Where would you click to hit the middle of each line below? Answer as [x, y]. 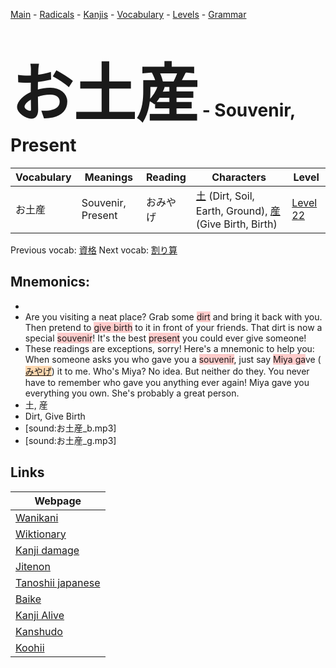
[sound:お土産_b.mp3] [70, 428]
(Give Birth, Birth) [236, 224]
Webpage [58, 501]
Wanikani [37, 517]
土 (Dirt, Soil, [225, 196]
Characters [239, 177]
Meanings [108, 177]
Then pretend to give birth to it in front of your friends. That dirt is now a [173, 327]
